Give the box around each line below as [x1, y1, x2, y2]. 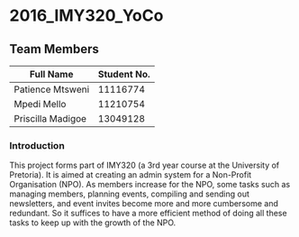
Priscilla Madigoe [14, 113, 87, 124]
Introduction [9, 139, 65, 151]
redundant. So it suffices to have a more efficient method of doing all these [9, 208, 287, 219]
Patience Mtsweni [14, 83, 90, 96]
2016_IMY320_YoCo [9, 5, 164, 26]
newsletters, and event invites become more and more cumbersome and [9, 198, 279, 209]
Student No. [97, 68, 150, 80]
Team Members [9, 41, 99, 57]
